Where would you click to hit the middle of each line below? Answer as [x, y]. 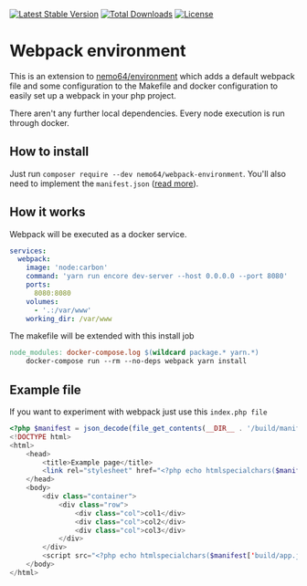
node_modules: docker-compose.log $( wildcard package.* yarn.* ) [134, 353]
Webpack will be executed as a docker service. [98, 234]
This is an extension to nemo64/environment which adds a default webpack [152, 76]
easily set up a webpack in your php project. [93, 95]
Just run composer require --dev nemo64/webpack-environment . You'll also [148, 173]
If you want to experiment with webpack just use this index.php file [138, 412]
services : [28, 251]
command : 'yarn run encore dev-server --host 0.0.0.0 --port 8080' [157, 277]
